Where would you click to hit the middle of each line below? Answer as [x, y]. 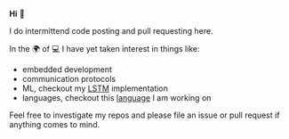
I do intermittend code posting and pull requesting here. [111, 31]
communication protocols [69, 79]
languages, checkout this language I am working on [116, 98]
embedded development [67, 69]
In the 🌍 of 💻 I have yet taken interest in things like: [104, 49]
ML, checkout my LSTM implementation [95, 88]
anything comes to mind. [55, 124]
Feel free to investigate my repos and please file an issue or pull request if [144, 115]
